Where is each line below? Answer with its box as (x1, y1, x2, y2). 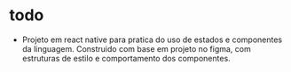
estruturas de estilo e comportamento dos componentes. (21, 53, 231, 63)
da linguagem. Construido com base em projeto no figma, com (21, 43, 251, 54)
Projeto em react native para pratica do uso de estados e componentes (21, 34, 282, 45)
